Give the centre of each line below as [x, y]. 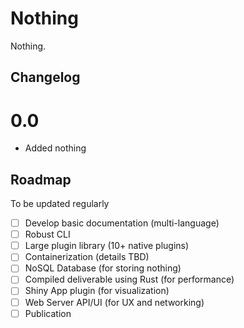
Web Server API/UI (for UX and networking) [114, 302]
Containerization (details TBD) [87, 257]
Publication [48, 313]
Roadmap [41, 179]
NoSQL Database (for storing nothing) [103, 268]
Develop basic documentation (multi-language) [122, 223]
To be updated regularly [60, 204]
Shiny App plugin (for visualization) [97, 291]
